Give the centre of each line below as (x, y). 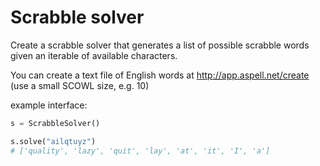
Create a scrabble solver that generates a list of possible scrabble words (160, 45)
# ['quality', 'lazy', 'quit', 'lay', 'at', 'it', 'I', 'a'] (140, 151)
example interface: (49, 105)
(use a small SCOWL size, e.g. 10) (80, 85)
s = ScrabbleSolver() (55, 123)
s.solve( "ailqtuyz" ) (53, 141)
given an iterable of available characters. (94, 55)
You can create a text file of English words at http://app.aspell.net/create (160, 75)
